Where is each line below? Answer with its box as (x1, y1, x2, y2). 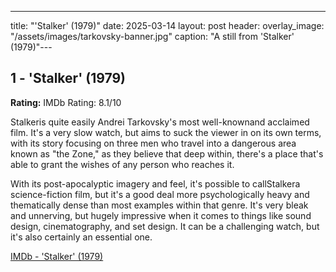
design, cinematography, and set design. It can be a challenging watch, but (10, 220, 320, 232)
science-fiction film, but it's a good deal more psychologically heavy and (10, 188, 310, 200)
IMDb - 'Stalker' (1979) (10, 250, 104, 262)
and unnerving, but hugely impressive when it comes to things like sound (10, 209, 312, 221)
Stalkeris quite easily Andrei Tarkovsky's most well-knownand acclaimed (10, 116, 310, 128)
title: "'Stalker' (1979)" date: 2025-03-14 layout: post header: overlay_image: (10, 20, 325, 31)
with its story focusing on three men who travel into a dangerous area (10, 137, 297, 149)
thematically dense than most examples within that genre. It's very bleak (10, 199, 309, 211)
